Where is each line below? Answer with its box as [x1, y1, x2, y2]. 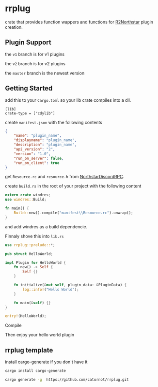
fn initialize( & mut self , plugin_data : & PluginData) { [14, 283, 127, 288]
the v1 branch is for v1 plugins [5, 51, 64, 57]
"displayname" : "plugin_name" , [14, 138, 77, 143]
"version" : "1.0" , [14, 151, 51, 156]
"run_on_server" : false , [14, 156, 64, 161]
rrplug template [5, 346, 53, 354]
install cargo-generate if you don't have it [5, 359, 88, 365]
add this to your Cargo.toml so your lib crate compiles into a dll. [5, 97, 131, 103]
